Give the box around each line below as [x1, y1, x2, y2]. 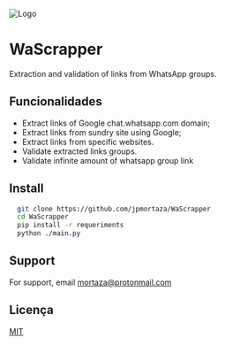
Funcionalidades [9, 94, 103, 110]
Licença [9, 303, 55, 318]
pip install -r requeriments [17, 221, 124, 230]
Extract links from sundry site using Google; [21, 126, 182, 137]
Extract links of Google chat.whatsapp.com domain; [21, 118, 211, 128]
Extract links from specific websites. [21, 136, 154, 147]
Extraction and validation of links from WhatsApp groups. [9, 68, 217, 79]
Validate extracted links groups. [21, 146, 138, 157]
